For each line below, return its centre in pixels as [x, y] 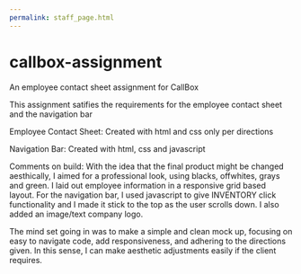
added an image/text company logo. [76, 214]
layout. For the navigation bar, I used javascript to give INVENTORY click [143, 195]
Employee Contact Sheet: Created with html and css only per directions [142, 131]
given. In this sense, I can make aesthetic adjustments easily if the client [143, 250]
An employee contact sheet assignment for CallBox [104, 87]
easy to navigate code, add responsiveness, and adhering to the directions [147, 241]
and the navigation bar [51, 114]
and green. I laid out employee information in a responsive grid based [138, 185]
